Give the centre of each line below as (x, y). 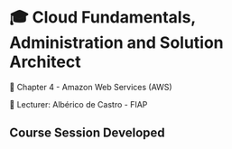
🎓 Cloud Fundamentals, (102, 18)
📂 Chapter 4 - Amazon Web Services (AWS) (91, 87)
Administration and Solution (116, 43)
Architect (45, 62)
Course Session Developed (87, 133)
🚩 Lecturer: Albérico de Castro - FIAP (79, 104)
